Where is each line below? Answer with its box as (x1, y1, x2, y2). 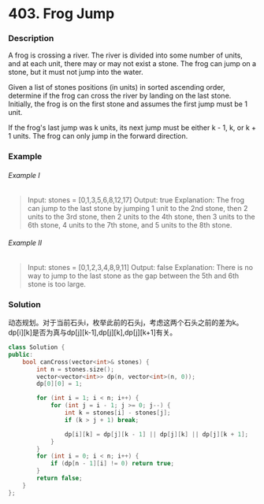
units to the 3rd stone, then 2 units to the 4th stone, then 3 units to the (27, 212, 256, 221)
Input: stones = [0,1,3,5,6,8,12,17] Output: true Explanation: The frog (27, 195, 245, 205)
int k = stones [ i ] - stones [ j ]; (64, 409, 171, 417)
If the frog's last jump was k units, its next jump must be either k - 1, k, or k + (8, 123, 257, 132)
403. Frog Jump (8, 5, 115, 23)
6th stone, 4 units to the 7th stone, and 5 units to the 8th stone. (27, 220, 232, 229)
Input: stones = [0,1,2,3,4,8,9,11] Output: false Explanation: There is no (27, 262, 254, 272)
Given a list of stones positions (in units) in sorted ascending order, (8, 83, 226, 92)
